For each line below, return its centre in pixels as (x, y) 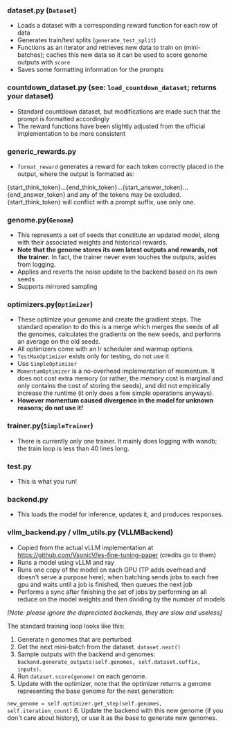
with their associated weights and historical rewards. (92, 243)
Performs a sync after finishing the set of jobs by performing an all (112, 592)
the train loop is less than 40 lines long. (73, 448)
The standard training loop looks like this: (66, 626)
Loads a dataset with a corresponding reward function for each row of (117, 26)
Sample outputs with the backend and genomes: (86, 654)
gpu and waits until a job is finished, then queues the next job (105, 584)
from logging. (36, 265)
